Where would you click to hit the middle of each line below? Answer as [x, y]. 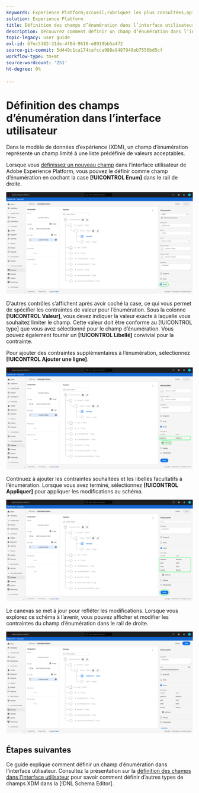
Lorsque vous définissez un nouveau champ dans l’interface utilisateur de [96, 165]
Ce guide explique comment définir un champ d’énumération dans [87, 764]
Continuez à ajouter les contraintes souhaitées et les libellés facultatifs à [94, 479]
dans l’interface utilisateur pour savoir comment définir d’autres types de [95, 777]
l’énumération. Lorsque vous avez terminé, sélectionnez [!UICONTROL [92, 485]
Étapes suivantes [39, 750]
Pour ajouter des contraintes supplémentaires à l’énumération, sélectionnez [98, 353]
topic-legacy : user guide [38, 38]
